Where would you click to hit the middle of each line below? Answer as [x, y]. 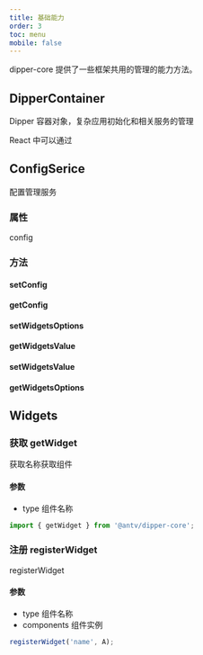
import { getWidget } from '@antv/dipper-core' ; [102, 525]
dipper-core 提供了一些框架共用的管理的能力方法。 [103, 69]
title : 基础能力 [37, 18]
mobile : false [36, 43]
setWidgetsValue [42, 367]
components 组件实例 [62, 624]
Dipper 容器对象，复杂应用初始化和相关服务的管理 [102, 121]
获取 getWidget [44, 443]
